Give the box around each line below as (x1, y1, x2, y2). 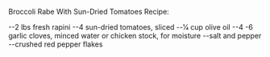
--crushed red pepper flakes (8, 39, 103, 49)
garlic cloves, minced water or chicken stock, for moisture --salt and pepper (8, 31, 262, 40)
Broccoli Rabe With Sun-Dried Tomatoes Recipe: (8, 7, 169, 16)
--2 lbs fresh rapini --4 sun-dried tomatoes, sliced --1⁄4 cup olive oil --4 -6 (8, 22, 254, 31)
